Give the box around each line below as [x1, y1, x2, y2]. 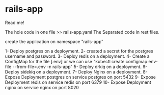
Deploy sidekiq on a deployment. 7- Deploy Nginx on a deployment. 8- [5, 69, 148, 74]
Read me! [5, 20, 25, 25]
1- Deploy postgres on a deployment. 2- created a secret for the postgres [5, 48, 154, 54]
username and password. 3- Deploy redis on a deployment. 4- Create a [5, 53, 150, 59]
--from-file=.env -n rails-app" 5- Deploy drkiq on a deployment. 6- [12, 64, 148, 70]
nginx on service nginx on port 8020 [5, 84, 79, 90]
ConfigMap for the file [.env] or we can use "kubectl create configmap [5, 58, 148, 64]
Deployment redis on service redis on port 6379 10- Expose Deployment [5, 79, 151, 85]
